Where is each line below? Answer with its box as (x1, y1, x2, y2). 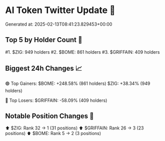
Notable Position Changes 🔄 (5, 111, 94, 120)
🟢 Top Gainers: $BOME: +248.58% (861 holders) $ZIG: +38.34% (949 (5, 80, 150, 86)
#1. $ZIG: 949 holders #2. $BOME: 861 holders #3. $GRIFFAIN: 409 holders (5, 49, 160, 55)
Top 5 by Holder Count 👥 (5, 36, 82, 44)
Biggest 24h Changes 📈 (5, 64, 82, 73)
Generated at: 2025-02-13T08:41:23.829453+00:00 (5, 21, 112, 27)
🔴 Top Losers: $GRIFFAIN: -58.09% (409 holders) (5, 97, 107, 103)
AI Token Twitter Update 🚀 (5, 5, 116, 16)
